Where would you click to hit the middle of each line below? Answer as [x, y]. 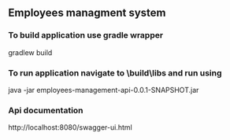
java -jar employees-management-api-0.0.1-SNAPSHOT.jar [104, 90]
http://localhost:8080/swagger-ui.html [70, 127]
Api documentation [46, 110]
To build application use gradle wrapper [86, 35]
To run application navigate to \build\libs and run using [115, 72]
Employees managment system [87, 13]
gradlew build [30, 52]
